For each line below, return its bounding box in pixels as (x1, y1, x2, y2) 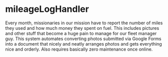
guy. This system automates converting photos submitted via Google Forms (5, 36, 161, 42)
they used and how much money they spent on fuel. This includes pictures (5, 25, 159, 31)
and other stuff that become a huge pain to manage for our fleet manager (5, 30, 157, 36)
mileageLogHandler (5, 3, 89, 15)
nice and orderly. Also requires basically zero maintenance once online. (5, 46, 153, 52)
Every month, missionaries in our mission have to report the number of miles (5, 20, 163, 26)
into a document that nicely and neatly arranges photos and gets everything (5, 41, 162, 47)
